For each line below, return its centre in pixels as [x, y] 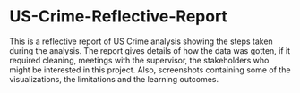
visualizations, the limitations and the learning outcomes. [114, 79]
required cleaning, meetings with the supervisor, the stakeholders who [139, 60]
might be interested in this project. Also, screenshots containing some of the [150, 70]
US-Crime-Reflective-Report [119, 17]
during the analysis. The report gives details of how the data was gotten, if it [150, 50]
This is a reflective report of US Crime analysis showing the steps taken [141, 41]
